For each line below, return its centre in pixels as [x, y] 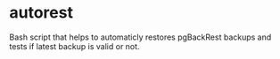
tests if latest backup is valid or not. [74, 46]
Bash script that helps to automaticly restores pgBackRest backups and [140, 37]
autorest [41, 13]
